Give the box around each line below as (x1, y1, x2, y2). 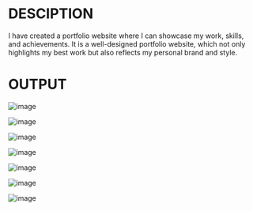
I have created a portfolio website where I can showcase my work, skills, (8, 31, 244, 40)
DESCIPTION (8, 5, 93, 23)
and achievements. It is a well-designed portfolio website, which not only (8, 39, 246, 48)
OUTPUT (8, 76, 67, 93)
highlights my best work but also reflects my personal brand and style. (8, 47, 238, 57)
